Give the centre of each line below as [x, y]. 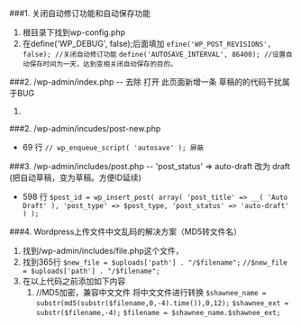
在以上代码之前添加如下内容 [74, 281]
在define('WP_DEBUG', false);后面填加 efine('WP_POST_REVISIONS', [147, 44]
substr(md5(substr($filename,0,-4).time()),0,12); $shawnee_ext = [162, 303]
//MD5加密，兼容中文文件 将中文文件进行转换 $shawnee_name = [151, 292]
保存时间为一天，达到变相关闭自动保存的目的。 [103, 64]
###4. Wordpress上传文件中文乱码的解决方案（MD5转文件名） [125, 231]
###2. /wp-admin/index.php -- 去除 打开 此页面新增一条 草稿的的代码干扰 [146, 82]
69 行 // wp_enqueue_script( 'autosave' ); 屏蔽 [113, 147]
